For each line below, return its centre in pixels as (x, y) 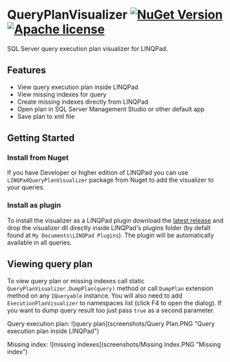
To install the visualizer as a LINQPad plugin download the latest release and (115, 220)
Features (27, 70)
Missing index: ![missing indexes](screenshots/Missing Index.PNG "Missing (114, 344)
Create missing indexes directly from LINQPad (83, 102)
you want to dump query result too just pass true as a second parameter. (111, 310)
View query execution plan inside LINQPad (78, 87)
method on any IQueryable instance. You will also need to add (95, 295)
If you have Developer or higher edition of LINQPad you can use (98, 173)
